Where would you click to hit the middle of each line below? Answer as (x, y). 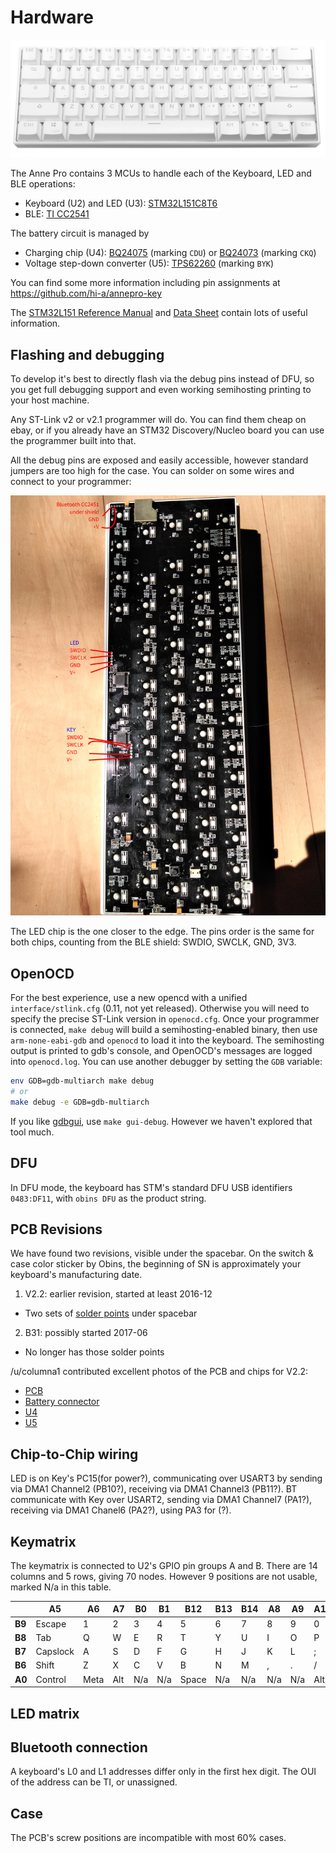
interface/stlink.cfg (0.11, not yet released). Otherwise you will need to (160, 1008)
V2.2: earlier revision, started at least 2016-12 (118, 1294)
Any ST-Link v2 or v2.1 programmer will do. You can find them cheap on (158, 420)
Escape (51, 1623)
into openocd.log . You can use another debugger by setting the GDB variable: (166, 1062)
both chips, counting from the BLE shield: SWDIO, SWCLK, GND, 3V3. (153, 942)
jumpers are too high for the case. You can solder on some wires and (152, 471)
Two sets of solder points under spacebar (111, 1313)
